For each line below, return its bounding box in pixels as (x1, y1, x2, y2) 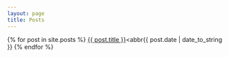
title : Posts (7, 16, 45, 23)
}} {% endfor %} (7, 43, 54, 51)
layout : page (7, 10, 45, 17)
